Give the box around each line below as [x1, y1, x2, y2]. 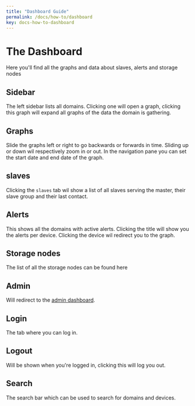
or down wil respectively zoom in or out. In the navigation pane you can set [6, 148, 187, 155]
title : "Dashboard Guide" [6, 8, 69, 15]
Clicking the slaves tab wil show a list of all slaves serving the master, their [6, 186, 186, 193]
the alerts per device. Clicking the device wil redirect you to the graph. [6, 231, 175, 238]
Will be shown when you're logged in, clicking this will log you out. [6, 361, 166, 369]
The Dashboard [6, 45, 83, 58]
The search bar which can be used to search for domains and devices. [6, 394, 176, 401]
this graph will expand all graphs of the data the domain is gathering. [6, 109, 171, 116]
